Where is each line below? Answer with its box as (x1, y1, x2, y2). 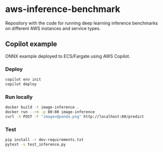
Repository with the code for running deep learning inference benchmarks (5, 20, 158, 26)
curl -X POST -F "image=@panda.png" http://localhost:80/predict (5, 114, 144, 119)
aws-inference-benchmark (5, 3, 120, 15)
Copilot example (5, 40, 57, 48)
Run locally (5, 93, 33, 100)
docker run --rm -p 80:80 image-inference (5, 109, 95, 114)
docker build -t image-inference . (5, 105, 79, 110)
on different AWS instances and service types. (5, 25, 101, 31)
